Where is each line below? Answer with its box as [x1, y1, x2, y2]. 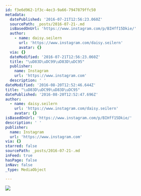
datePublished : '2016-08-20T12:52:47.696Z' [5, 92, 99, 97]
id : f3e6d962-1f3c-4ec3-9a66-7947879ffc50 [5, 7, 96, 13]
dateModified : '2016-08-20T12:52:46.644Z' [5, 82, 96, 87]
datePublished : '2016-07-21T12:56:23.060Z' [10, 17, 103, 22]
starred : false [5, 143, 37, 149]
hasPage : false [5, 158, 37, 163]
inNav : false [5, 162, 33, 167]
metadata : [5, 12, 26, 17]
